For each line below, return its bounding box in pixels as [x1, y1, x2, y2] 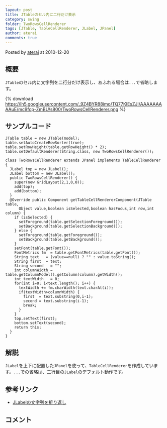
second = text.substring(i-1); [23, 298, 89, 303]
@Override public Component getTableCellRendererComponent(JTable [10, 197, 152, 202]
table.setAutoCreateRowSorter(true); [5, 140, 85, 145]
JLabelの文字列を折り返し [12, 399, 66, 405]
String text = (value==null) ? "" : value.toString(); [14, 254, 136, 259]
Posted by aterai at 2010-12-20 [5, 49, 69, 55]
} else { [14, 228, 33, 233]
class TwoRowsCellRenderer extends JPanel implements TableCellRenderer [5, 158, 161, 163]
